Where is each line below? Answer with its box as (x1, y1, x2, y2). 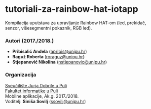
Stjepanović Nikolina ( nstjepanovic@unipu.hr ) (12, 59, 107, 65)
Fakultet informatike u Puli (5, 88, 58, 94)
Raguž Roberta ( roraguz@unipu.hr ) (12, 54, 85, 60)
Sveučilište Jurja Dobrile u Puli (5, 82, 67, 88)
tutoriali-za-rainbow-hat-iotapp (5, 3, 138, 15)
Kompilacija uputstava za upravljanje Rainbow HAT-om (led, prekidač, (5, 20, 147, 26)
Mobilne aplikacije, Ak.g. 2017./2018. (5, 93, 79, 99)
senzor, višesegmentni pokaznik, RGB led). (5, 25, 92, 31)
